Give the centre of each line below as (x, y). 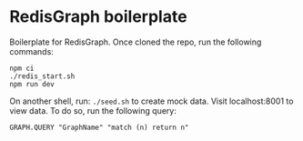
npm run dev (32, 84)
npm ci (22, 68)
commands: (32, 51)
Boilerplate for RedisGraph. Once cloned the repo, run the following (136, 42)
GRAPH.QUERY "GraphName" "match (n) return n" (99, 127)
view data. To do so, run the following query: (93, 110)
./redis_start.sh (42, 76)
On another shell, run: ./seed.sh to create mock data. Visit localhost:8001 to (151, 101)
